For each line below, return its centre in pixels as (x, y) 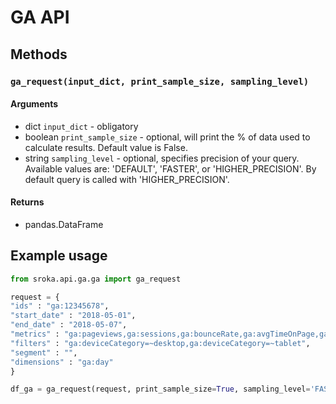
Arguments (34, 104)
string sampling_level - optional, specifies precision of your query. (162, 158)
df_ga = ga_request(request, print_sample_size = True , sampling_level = (160, 389)
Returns (27, 202)
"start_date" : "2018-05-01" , (73, 316)
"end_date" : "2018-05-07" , (69, 325)
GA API (40, 17)
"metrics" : (35, 334)
